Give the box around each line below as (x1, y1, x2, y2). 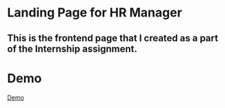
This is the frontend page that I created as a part (7, 32, 219, 44)
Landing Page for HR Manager (7, 5, 183, 21)
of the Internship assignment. (7, 43, 138, 54)
